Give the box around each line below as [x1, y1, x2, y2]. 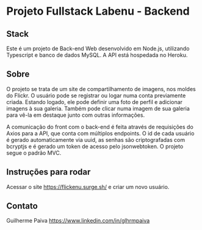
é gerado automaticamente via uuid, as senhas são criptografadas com [6, 136, 185, 143]
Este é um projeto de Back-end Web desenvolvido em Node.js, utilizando [6, 45, 190, 52]
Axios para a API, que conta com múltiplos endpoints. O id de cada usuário [6, 130, 195, 137]
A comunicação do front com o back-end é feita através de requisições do [6, 123, 193, 130]
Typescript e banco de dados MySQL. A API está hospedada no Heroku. [6, 51, 188, 59]
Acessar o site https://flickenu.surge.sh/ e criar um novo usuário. [6, 183, 170, 190]
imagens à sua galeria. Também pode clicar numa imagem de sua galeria [6, 105, 190, 112]
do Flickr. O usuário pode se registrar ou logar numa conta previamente [6, 92, 186, 99]
